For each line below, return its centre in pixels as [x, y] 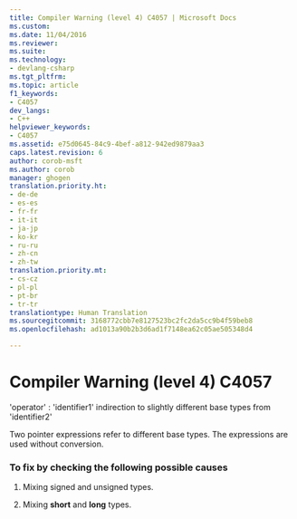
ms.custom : [30, 26]
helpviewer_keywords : [50, 128]
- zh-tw [24, 262]
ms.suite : [28, 52]
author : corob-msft [46, 161]
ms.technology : [38, 60]
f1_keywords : [34, 93]
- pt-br [24, 295]
